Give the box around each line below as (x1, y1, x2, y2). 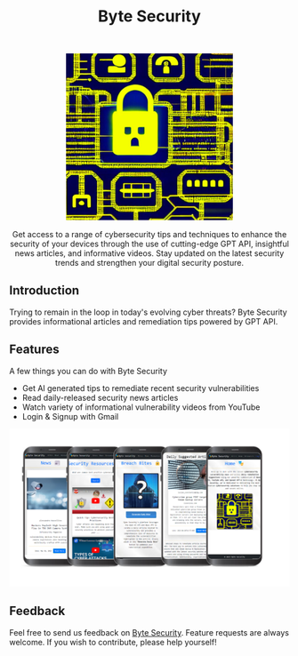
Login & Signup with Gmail (21, 411, 119, 421)
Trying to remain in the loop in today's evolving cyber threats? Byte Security (9, 307, 287, 317)
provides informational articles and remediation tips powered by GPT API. (9, 316, 278, 326)
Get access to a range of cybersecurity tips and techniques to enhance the (12, 228, 287, 239)
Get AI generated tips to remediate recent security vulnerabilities (21, 382, 260, 393)
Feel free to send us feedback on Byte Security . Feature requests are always (9, 627, 289, 637)
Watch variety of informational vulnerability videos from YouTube (21, 402, 261, 412)
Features (9, 342, 60, 357)
